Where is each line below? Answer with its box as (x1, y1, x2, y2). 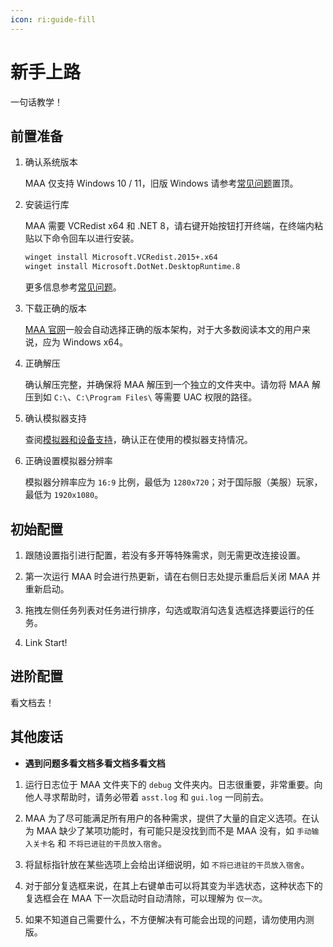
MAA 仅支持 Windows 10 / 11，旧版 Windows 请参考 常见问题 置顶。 (24, 177, 299, 190)
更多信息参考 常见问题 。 (24, 281, 122, 293)
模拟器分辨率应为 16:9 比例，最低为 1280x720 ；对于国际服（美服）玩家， (24, 476, 323, 488)
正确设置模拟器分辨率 (24, 455, 113, 467)
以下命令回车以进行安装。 (33, 232, 140, 245)
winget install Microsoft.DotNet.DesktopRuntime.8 (24, 262, 241, 272)
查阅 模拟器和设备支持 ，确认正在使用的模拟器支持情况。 (24, 434, 253, 446)
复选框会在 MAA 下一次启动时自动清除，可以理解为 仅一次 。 (24, 892, 268, 904)
